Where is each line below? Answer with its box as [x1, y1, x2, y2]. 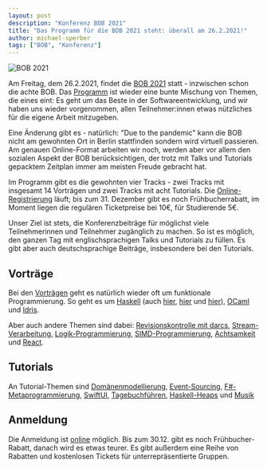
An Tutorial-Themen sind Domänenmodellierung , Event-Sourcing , [8, 381, 223, 391]
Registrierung [8, 195, 53, 204]
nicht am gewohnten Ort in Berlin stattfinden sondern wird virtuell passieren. [8, 136, 259, 146]
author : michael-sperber [8, 33, 91, 42]
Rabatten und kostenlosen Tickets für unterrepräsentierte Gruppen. [8, 451, 230, 461]
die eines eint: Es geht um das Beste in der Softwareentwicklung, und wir [8, 96, 249, 105]
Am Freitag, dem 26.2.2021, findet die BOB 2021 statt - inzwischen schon [8, 79, 249, 89]
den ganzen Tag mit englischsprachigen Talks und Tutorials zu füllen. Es [8, 235, 245, 245]
